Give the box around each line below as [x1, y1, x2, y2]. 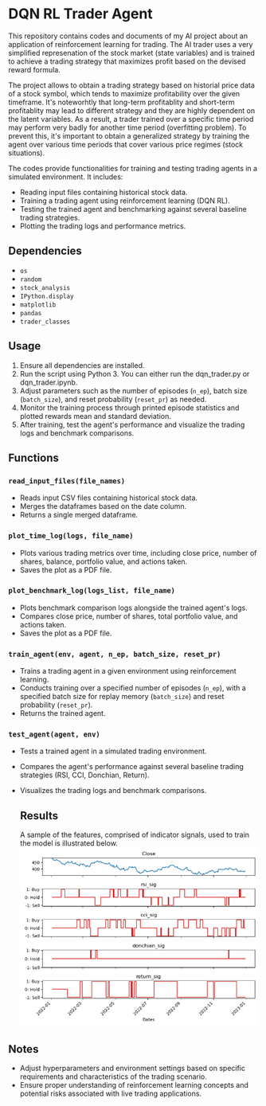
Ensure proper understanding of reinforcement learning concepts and [19, 1081, 249, 1090]
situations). [8, 148, 45, 158]
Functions [8, 451, 60, 464]
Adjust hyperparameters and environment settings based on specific [19, 1064, 245, 1073]
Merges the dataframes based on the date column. [19, 502, 187, 511]
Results [19, 809, 58, 823]
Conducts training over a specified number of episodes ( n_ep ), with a [19, 683, 247, 693]
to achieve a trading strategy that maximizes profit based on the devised [8, 57, 246, 66]
